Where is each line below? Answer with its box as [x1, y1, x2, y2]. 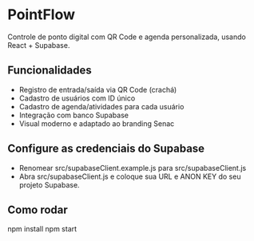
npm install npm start [7, 224, 77, 234]
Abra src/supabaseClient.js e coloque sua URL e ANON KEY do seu [18, 172, 241, 181]
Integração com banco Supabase [18, 110, 129, 120]
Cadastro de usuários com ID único [18, 93, 136, 103]
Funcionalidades [7, 64, 93, 77]
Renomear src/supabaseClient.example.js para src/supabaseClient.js [18, 163, 247, 172]
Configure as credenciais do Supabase [7, 142, 205, 156]
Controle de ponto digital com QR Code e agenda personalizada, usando [7, 32, 247, 41]
